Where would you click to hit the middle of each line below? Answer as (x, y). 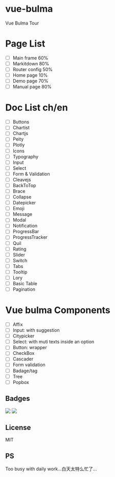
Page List (25, 44)
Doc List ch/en (37, 108)
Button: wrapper (30, 348)
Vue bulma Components (58, 310)
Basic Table (25, 283)
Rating (19, 249)
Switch (20, 260)
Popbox (21, 382)
